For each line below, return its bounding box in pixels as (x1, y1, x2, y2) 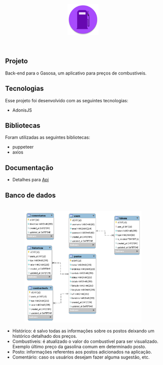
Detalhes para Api (12, 177, 49, 183)
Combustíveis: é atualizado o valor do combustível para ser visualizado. (12, 338, 159, 344)
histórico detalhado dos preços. (12, 333, 78, 339)
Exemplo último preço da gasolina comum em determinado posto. (12, 343, 147, 349)
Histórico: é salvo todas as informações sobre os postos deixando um (12, 327, 155, 334)
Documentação (5, 163, 53, 172)
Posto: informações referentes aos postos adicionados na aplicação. (12, 349, 152, 355)
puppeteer (12, 144, 34, 150)
